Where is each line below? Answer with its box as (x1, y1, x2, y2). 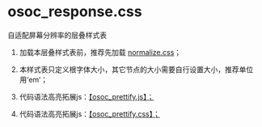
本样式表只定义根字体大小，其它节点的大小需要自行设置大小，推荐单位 (19, 64, 254, 74)
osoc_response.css (7, 2, 142, 21)
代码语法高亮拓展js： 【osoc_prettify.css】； (19, 108, 161, 119)
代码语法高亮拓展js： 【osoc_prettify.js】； (19, 91, 154, 101)
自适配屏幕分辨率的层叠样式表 (7, 30, 107, 40)
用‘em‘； (19, 74, 48, 84)
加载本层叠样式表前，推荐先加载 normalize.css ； (19, 47, 182, 57)
